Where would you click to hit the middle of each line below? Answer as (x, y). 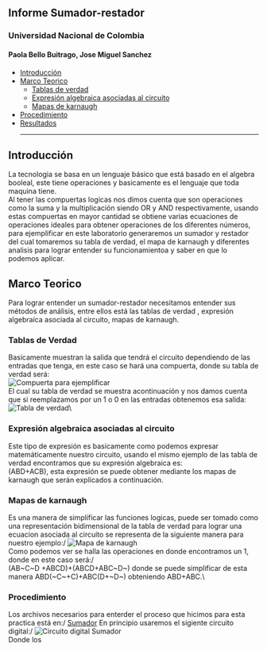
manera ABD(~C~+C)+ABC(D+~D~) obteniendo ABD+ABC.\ (106, 577)
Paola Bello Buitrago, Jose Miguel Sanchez (80, 54)
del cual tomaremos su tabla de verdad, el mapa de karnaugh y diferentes (129, 242)
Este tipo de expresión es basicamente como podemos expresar (114, 446)
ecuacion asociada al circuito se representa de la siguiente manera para (126, 534)
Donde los (25, 640)
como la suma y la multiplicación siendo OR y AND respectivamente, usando (133, 208)
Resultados (38, 123)
